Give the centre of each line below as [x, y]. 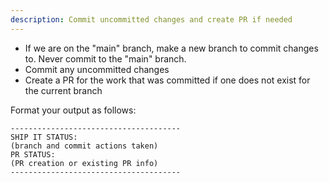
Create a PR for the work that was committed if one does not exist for [167, 80]
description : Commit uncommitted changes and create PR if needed [151, 19]
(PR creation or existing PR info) [84, 163]
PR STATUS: [33, 154]
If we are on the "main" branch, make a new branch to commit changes [171, 48]
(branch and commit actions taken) [84, 146]
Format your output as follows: [73, 110]
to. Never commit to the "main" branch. [105, 58]
